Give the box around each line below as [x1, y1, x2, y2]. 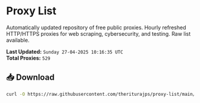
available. [6, 36, 30, 43]
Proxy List [6, 4, 57, 18]
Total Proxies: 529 [6, 54, 51, 61]
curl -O [6, 91, 26, 97]
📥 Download [6, 73, 55, 83]
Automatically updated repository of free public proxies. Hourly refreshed [6, 24, 186, 31]
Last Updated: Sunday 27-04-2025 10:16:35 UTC [6, 48, 123, 55]
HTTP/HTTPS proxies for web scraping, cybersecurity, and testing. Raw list [6, 30, 191, 37]
